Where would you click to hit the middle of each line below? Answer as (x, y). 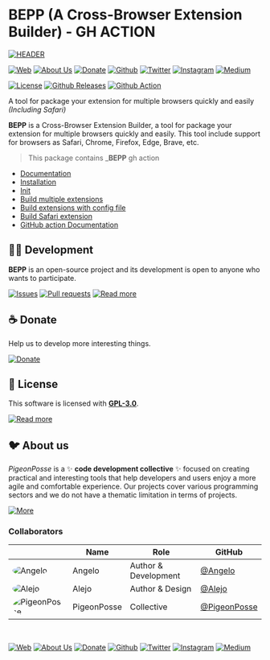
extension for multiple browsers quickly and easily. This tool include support (135, 134)
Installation (38, 182)
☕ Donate (33, 320)
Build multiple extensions (61, 199)
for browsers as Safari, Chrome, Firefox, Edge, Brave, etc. (104, 142)
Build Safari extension (56, 216)
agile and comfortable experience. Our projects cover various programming (133, 487)
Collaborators (36, 531)
